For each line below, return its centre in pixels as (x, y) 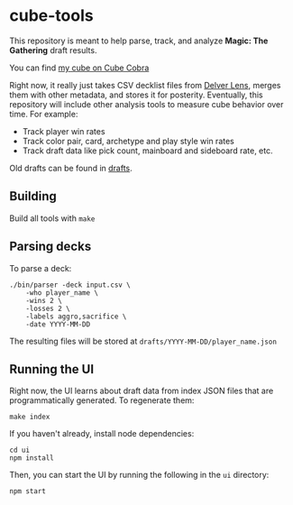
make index (30, 417)
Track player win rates (64, 131)
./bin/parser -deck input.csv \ (70, 285)
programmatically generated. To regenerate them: (102, 400)
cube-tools (51, 16)
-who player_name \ (62, 293)
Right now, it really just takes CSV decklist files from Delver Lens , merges (145, 85)
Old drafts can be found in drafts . (71, 168)
